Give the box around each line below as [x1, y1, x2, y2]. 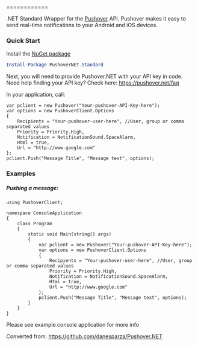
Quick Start [6, 36, 40, 45]
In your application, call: [6, 91, 66, 98]
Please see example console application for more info [6, 321, 140, 328]
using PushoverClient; [6, 200, 63, 206]
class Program [17, 221, 52, 227]
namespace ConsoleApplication [6, 210, 82, 216]
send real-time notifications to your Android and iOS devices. [6, 22, 158, 28]
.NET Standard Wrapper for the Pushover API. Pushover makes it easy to [6, 15, 187, 22]
